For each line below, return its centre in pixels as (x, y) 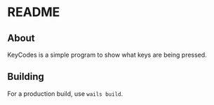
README (34, 12)
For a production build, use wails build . (65, 93)
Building (26, 77)
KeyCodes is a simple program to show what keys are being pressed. (107, 55)
